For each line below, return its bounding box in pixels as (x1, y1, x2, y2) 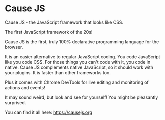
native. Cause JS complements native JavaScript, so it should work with (5, 64, 154, 70)
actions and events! (5, 84, 46, 90)
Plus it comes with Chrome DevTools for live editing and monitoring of (5, 79, 149, 85)
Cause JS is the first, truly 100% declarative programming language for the (5, 38, 159, 45)
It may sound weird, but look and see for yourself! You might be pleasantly (5, 94, 158, 100)
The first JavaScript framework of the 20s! (5, 29, 93, 35)
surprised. (5, 99, 26, 105)
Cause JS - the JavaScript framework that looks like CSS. (5, 19, 124, 25)
